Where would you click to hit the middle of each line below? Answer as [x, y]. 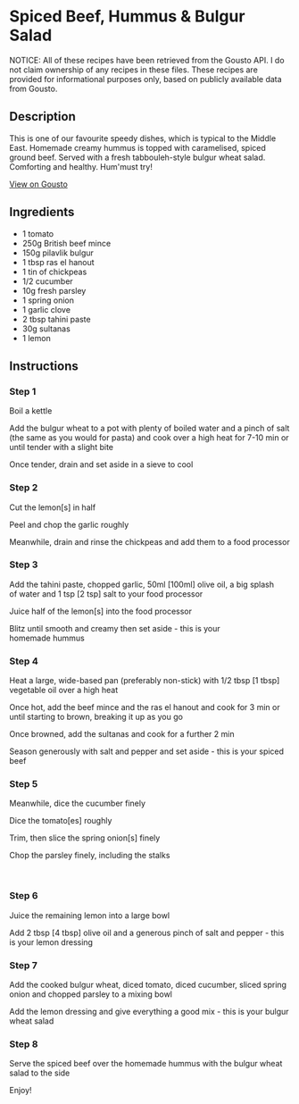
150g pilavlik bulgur [58, 253]
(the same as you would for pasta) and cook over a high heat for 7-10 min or [149, 438]
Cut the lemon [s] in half [53, 507]
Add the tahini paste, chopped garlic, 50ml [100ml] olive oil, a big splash [142, 584]
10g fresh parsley [54, 290]
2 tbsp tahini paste [56, 319]
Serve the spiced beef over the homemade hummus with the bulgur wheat [146, 1064]
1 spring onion [48, 300]
